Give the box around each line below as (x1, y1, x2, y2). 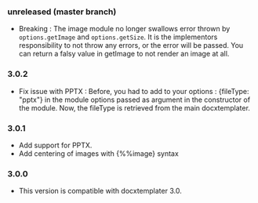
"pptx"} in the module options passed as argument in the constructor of (18, 95, 251, 104)
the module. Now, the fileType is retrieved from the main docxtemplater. (18, 103, 250, 112)
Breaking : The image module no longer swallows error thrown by (18, 24, 231, 34)
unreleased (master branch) (7, 6, 117, 17)
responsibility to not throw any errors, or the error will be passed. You (18, 41, 244, 50)
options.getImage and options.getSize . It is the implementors (18, 32, 218, 42)
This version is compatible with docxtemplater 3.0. (18, 187, 182, 196)
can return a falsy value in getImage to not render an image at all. (18, 49, 230, 59)
